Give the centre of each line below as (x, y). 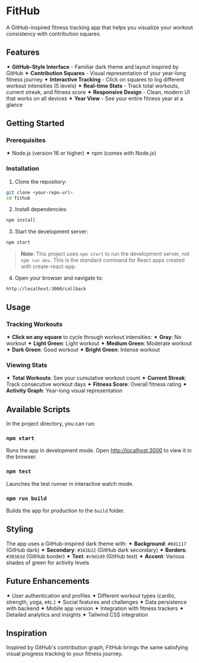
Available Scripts (38, 409)
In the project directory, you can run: (51, 424)
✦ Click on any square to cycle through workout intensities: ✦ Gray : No (94, 337)
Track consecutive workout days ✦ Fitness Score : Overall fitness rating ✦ (97, 384)
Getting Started (35, 123)
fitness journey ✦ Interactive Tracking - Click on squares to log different (95, 79)
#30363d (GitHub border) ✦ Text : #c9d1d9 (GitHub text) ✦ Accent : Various (95, 556)
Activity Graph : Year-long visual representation (64, 391)
